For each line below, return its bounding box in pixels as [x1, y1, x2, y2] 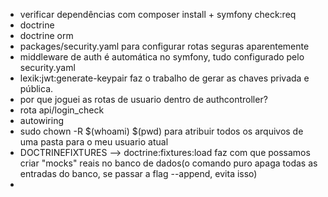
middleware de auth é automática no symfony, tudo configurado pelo [19, 51, 305, 63]
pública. [19, 83, 54, 94]
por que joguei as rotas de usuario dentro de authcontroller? [19, 94, 268, 105]
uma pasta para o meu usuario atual [19, 136, 169, 148]
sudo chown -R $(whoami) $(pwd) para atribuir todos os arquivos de [19, 125, 304, 137]
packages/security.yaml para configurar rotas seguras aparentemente [19, 40, 310, 52]
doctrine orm [19, 30, 74, 41]
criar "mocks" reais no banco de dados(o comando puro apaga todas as [19, 157, 318, 169]
